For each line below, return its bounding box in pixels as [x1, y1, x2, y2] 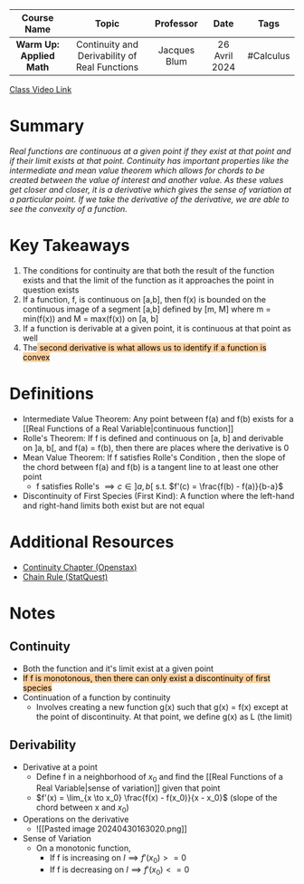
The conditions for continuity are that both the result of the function [22, 264, 275, 275]
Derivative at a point [22, 761, 98, 773]
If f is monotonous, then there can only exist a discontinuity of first [22, 672, 271, 683]
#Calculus [247, 50, 290, 62]
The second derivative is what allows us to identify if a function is [22, 341, 267, 352]
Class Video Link [9, 84, 72, 94]
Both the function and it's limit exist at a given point [22, 663, 214, 674]
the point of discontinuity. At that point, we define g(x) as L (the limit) [35, 711, 293, 722]
